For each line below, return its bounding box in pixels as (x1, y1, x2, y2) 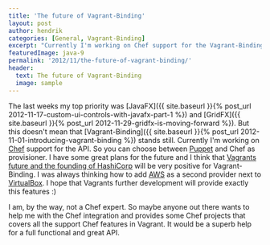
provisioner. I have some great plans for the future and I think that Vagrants (8, 152, 257, 161)
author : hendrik (8, 27, 63, 35)
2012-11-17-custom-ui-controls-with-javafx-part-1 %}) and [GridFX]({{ (8, 109, 241, 119)
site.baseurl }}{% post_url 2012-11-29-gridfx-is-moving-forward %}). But (8, 118, 249, 128)
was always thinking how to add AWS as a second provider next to (41, 169, 262, 179)
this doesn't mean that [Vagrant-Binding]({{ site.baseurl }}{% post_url (8, 126, 239, 137)
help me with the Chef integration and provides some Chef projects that (8, 210, 246, 220)
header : (8, 64, 35, 72)
